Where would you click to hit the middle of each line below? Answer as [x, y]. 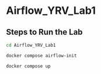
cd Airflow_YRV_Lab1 [31, 45]
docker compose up [28, 66]
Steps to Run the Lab [44, 32]
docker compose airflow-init [41, 55]
